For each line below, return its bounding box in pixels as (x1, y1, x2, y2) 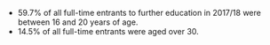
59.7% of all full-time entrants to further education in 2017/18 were (17, 8, 262, 18)
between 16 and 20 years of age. (17, 17, 139, 27)
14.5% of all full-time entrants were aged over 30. (17, 26, 200, 36)
